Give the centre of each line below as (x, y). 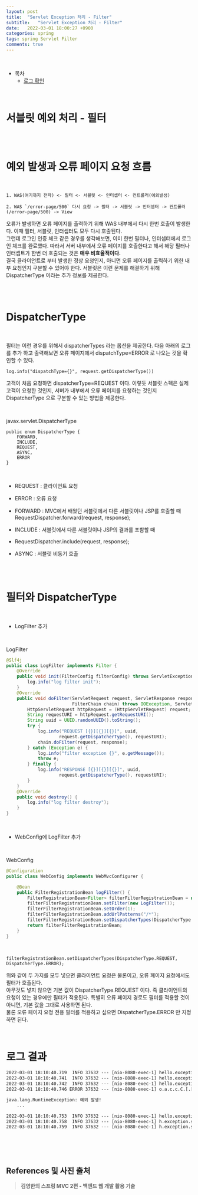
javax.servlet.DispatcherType (42, 421)
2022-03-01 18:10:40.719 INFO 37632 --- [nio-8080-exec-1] (82, 1073)
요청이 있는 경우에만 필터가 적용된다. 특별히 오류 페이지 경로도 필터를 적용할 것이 (98, 997)
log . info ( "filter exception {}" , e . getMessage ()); (101, 753)
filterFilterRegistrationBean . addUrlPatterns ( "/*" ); (93, 915)
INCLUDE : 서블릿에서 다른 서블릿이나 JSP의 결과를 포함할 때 (85, 529)
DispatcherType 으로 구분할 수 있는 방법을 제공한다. (66, 398)
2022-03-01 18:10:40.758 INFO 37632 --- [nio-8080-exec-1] (82, 1121)
